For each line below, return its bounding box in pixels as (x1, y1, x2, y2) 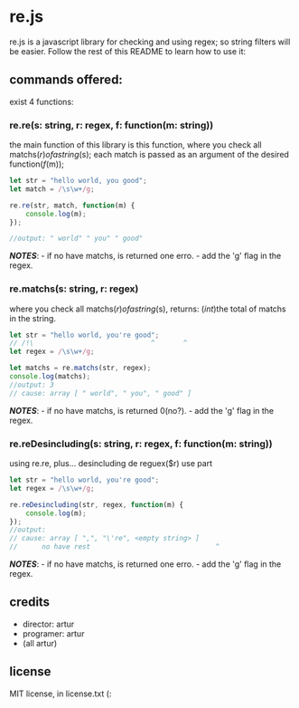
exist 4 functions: (9, 96, 74, 107)
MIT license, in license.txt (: (9, 688, 112, 699)
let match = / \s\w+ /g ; (9, 184, 95, 194)
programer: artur (22, 627, 85, 639)
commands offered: (9, 72, 124, 88)
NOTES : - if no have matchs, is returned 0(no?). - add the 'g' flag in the (9, 405, 275, 416)
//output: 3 (9, 380, 54, 389)
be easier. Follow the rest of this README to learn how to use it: (9, 45, 247, 56)
